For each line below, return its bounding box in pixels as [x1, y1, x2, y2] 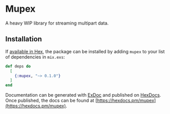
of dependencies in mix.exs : [5, 54, 65, 60]
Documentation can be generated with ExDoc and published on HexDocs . [5, 92, 161, 98]
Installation [5, 35, 42, 43]
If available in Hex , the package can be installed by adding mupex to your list [5, 48, 165, 54]
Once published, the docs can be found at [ [5, 98, 98, 104]
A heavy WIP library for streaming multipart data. [5, 20, 109, 26]
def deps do [5, 63, 31, 69]
